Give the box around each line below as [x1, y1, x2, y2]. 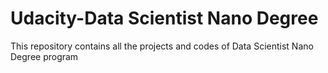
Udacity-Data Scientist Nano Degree [10, 7, 319, 30]
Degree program [10, 50, 79, 62]
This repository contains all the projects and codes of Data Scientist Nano [10, 40, 314, 52]
